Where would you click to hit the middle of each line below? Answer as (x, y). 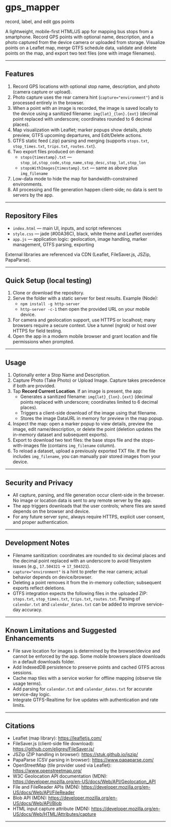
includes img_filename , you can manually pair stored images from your (87, 456)
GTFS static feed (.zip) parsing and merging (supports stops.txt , (81, 141)
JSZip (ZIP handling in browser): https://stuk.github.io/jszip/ (75, 754)
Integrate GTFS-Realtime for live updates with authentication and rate (85, 700)
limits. (19, 705)
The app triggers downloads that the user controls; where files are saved (89, 506)
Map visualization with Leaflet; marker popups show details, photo (82, 130)
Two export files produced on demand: (53, 151)
